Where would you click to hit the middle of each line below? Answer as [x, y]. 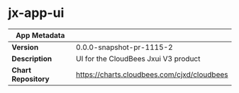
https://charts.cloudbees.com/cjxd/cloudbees [152, 74]
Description [32, 58]
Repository [30, 79]
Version [25, 47]
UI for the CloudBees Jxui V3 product [138, 58]
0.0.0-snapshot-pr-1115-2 [124, 47]
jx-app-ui [36, 13]
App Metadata [40, 35]
